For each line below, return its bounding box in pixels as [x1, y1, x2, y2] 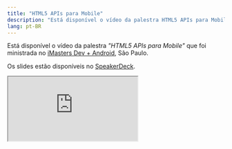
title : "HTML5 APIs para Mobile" [7, 10, 104, 17]
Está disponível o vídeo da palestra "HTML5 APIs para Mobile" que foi [7, 42, 206, 50]
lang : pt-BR [7, 23, 41, 30]
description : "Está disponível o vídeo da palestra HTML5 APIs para [7, 16, 209, 23]
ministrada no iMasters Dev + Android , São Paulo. [7, 49, 148, 57]
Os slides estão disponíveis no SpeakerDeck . [7, 62, 136, 71]
